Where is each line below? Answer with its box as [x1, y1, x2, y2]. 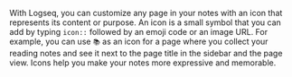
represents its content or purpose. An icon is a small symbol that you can [9, 17, 282, 28]
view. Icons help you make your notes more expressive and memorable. [9, 57, 277, 68]
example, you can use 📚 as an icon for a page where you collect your [9, 36, 268, 47]
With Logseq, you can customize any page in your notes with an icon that [9, 8, 283, 18]
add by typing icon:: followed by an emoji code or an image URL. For [9, 27, 268, 37]
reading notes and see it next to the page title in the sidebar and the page [9, 48, 283, 58]
